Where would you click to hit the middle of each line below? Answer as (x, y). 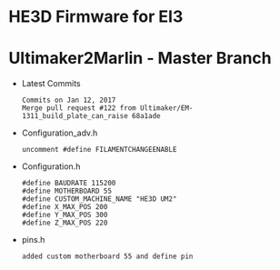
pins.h (33, 240)
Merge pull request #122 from (79, 108)
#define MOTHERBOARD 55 (67, 191)
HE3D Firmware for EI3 (96, 17)
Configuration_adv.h (60, 133)
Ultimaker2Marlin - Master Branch (140, 59)
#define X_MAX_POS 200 (65, 207)
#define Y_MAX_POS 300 (65, 215)
